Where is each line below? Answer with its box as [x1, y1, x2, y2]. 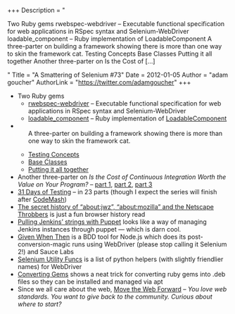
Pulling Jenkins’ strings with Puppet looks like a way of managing [17, 218, 208, 226]
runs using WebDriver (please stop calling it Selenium [72, 240, 227, 249]
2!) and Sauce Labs [17, 248, 75, 256]
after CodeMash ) [17, 195, 67, 203]
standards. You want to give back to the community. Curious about [17, 292, 212, 301]
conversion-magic [17, 240, 71, 249]
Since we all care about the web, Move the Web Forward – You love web [17, 285, 227, 293]
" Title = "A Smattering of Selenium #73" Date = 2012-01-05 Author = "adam [7, 70, 229, 79]
